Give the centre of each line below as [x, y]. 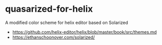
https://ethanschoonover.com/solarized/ [54, 37]
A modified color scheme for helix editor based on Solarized [67, 22]
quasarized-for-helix [49, 9]
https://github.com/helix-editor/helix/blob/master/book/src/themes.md [84, 32]
